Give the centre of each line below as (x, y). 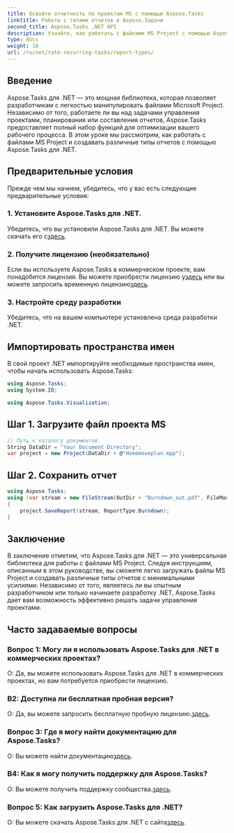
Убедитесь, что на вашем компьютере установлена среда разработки (112, 317)
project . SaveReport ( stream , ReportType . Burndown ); (95, 511)
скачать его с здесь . (37, 236)
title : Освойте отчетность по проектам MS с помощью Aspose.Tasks (106, 14)
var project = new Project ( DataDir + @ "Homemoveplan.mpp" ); (96, 454)
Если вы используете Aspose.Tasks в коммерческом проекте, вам (106, 270)
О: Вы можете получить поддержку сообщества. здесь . (89, 789)
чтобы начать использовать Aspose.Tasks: (70, 371)
